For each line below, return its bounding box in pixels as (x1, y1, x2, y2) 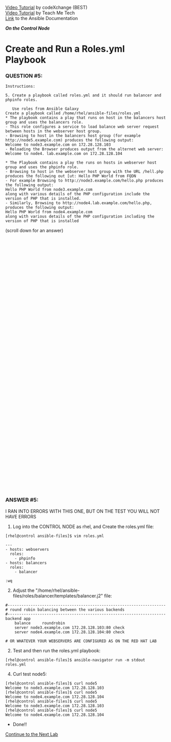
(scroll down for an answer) (5, 228, 63, 234)
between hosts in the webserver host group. (5, 129, 102, 134)
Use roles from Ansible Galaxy (12, 106, 79, 112)
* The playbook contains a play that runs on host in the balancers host (5, 115, 166, 121)
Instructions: (5, 84, 36, 89)
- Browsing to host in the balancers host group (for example (5, 133, 141, 138)
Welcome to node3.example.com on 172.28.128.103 (5, 142, 111, 148)
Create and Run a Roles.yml (5, 43, 125, 55)
